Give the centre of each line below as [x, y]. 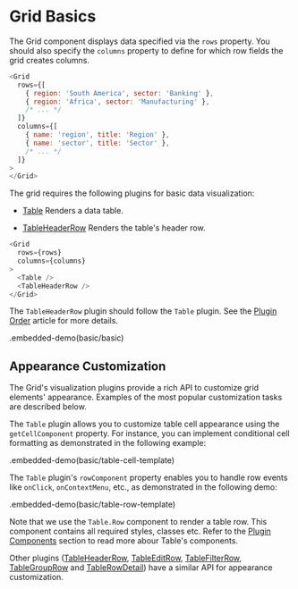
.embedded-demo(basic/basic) [67, 338]
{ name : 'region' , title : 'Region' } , [98, 135]
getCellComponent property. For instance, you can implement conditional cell [149, 433]
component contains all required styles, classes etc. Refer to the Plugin [140, 531]
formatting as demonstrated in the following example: [108, 443]
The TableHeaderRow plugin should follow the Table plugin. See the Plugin [143, 311]
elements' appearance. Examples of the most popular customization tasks [146, 397]
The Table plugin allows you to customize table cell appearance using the [145, 424]
